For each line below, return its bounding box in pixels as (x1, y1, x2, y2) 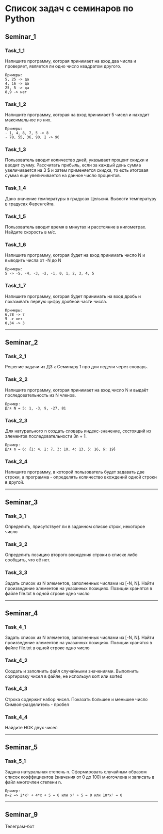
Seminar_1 (5, 33, 36, 41)
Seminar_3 (5, 498, 38, 506)
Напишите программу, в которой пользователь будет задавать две (5, 469, 145, 475)
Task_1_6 (5, 241, 26, 248)
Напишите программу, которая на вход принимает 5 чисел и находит (5, 112, 149, 118)
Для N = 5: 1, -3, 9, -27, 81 (5, 406, 66, 410)
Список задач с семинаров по (5, 3, 133, 14)
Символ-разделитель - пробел (5, 702, 69, 707)
